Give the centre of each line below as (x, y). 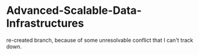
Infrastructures (45, 23)
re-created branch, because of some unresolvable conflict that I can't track (100, 40)
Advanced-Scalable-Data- (74, 11)
